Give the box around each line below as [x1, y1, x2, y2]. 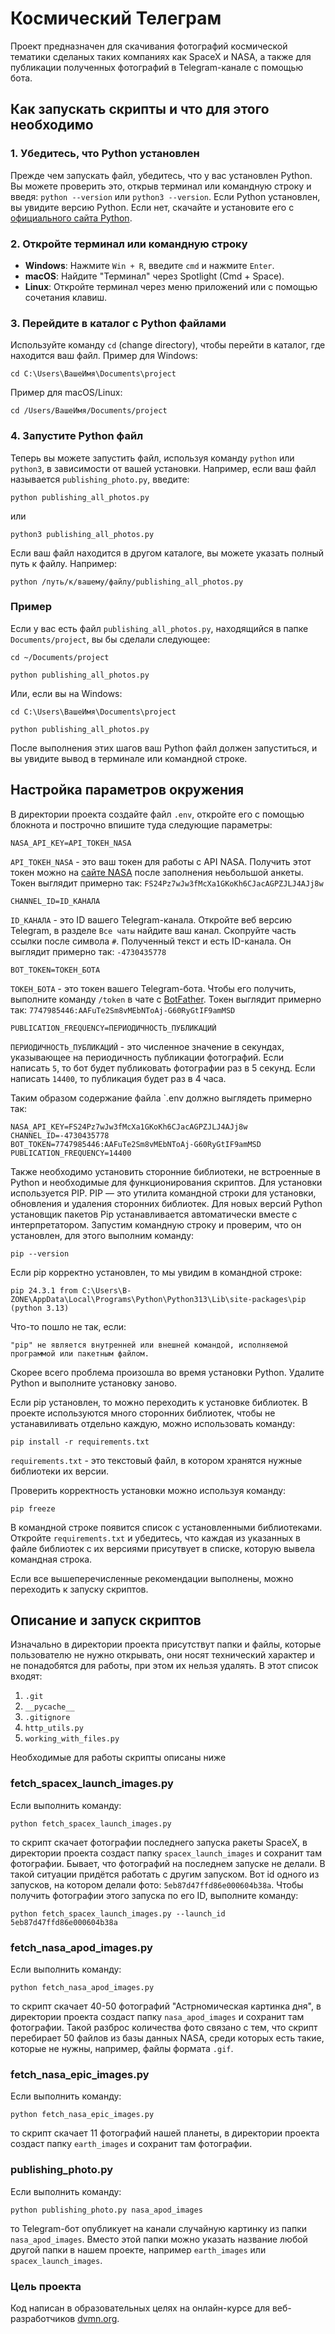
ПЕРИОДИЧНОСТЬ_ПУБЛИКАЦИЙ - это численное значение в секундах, [10, 1040, 285, 1052]
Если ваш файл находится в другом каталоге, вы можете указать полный [10, 547, 325, 559]
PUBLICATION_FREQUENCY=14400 [10, 1148, 132, 1158]
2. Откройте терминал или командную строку [10, 237, 248, 251]
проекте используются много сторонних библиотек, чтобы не [10, 1407, 276, 1419]
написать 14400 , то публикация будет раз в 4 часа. [10, 1072, 227, 1084]
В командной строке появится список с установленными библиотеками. [10, 1521, 323, 1533]
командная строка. [10, 1553, 93, 1565]
